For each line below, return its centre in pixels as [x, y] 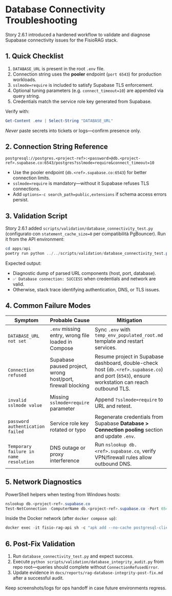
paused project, [69, 366]
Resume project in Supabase [129, 357]
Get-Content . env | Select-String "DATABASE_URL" [59, 121]
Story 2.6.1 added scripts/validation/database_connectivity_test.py [79, 228]
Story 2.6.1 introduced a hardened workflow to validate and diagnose [78, 34]
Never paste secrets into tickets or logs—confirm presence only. [73, 131]
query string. [26, 96]
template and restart [119, 341]
